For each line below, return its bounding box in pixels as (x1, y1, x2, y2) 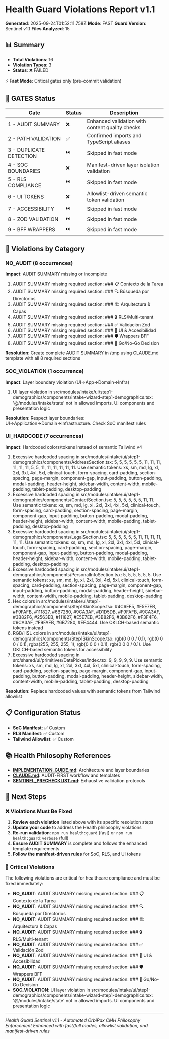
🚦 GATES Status (5, 94, 56, 103)
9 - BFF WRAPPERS (8, 226, 55, 233)
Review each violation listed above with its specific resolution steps (12, 819, 154, 825)
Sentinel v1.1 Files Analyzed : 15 (5, 25, 70, 31)
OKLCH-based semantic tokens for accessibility (12, 646, 112, 652)
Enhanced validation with (87, 117, 146, 124)
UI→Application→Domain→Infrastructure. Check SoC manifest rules (5, 420, 146, 426)
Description (110, 109, 138, 116)
